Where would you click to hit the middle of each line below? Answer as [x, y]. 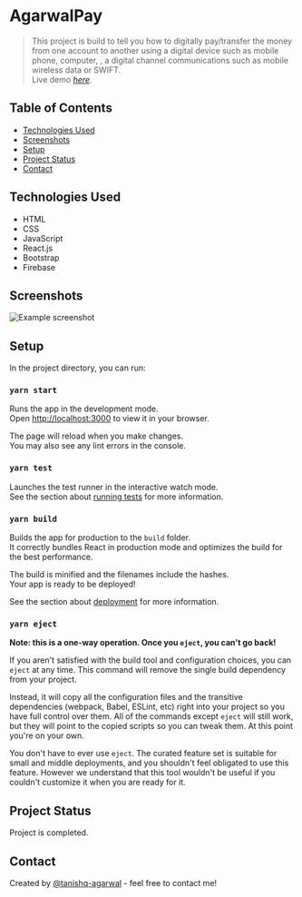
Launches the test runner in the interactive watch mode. [114, 487]
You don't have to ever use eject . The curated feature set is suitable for [143, 754]
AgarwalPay [56, 16]
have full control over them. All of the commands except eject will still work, [151, 716]
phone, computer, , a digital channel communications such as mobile [160, 60]
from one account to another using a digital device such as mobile [155, 50]
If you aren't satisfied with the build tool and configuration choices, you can [151, 660]
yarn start [33, 390]
